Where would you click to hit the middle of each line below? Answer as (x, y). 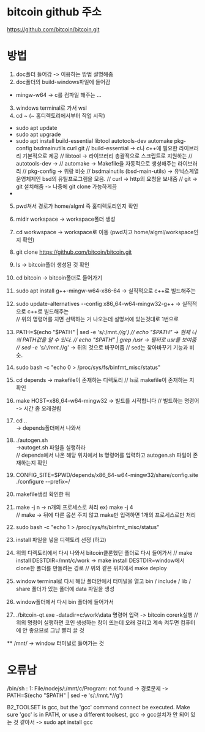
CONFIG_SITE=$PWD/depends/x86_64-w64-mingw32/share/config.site (107, 475)
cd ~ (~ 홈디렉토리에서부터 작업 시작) (61, 115)
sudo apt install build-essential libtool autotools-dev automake (94, 140)
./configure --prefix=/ (43, 481)
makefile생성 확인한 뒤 (43, 494)
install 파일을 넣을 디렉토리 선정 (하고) (61, 539)
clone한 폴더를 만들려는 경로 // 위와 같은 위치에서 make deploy (91, 568)
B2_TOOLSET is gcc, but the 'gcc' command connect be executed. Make (99, 707)
